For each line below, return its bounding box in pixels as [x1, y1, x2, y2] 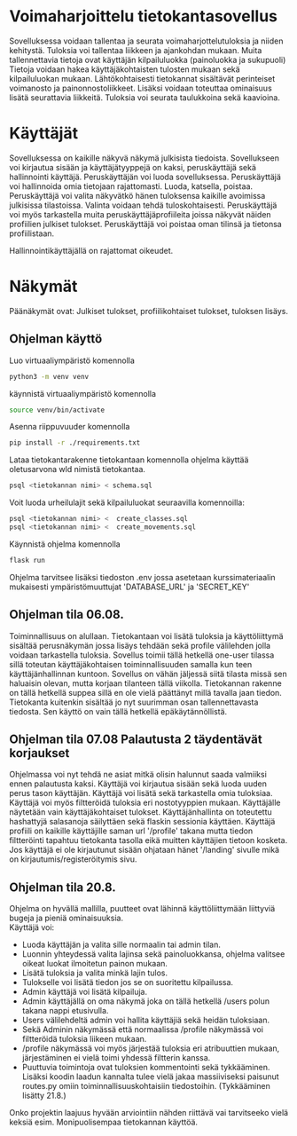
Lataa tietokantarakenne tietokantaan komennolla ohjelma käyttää [9, 454, 249, 465]
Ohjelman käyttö [9, 331, 103, 347]
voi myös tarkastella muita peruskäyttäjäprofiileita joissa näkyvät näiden [9, 209, 272, 219]
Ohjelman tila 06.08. [9, 607, 124, 622]
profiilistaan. [9, 228, 55, 239]
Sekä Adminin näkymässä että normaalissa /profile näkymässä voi [21, 1024, 264, 1035]
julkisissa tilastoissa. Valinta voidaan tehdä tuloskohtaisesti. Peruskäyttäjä [9, 200, 277, 210]
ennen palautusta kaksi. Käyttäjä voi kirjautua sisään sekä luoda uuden [9, 778, 268, 789]
